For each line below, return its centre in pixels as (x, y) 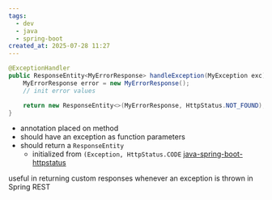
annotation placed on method (69, 128)
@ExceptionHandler (39, 68)
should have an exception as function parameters (103, 137)
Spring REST (30, 187)
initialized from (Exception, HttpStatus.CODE (107, 154)
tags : (17, 16)
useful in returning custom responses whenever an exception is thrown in (131, 178)
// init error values (59, 91)
